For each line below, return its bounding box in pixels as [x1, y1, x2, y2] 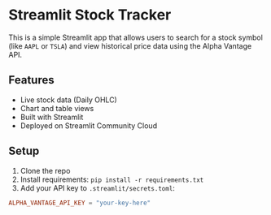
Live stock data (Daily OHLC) [20, 95, 118, 105]
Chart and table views [20, 103, 94, 113]
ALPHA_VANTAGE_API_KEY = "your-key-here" [8, 199, 151, 207]
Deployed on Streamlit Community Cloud [20, 120, 157, 131]
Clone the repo [20, 166, 71, 175]
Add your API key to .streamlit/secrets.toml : [20, 183, 175, 192]
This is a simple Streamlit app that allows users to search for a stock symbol [8, 32, 263, 42]
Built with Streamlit [20, 112, 84, 122]
